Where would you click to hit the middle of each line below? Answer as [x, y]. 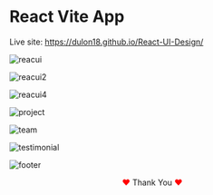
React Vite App [67, 17]
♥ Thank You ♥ [152, 182]
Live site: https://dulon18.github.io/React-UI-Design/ [106, 42]
